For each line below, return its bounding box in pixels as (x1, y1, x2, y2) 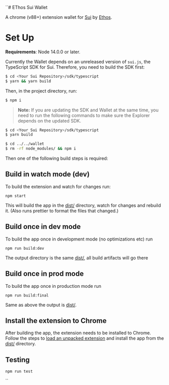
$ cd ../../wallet (5, 141, 44, 146)
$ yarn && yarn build (5, 78, 51, 83)
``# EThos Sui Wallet (5, 5, 48, 10)
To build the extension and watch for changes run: (5, 183, 111, 190)
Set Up (5, 32, 35, 44)
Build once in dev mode (5, 222, 81, 231)
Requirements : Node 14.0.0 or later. (5, 48, 80, 55)
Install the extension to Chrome (5, 316, 107, 325)
